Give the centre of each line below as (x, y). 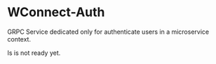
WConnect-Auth (56, 12)
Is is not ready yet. (34, 53)
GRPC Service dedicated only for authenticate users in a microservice (108, 32)
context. (19, 39)
